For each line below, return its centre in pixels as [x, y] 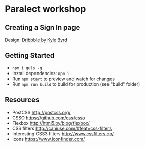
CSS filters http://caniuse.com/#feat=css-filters [62, 128]
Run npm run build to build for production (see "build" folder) [76, 84]
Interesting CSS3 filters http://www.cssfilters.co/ [63, 134]
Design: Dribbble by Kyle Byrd [36, 40]
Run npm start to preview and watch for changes [63, 79]
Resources [22, 100]
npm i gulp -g [27, 68]
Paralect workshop [45, 9]
